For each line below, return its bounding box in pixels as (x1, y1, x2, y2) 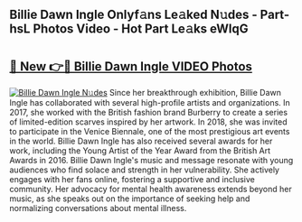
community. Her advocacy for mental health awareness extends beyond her (9, 184, 292, 194)
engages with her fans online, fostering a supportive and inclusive (9, 174, 255, 184)
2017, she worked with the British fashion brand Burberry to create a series (9, 107, 288, 117)
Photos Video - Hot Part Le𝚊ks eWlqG (33, 22, 249, 37)
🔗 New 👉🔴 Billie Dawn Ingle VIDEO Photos (9, 59, 253, 74)
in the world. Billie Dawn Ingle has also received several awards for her (9, 135, 273, 146)
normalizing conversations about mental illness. (9, 203, 187, 213)
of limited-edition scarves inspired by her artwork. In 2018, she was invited (9, 116, 288, 127)
